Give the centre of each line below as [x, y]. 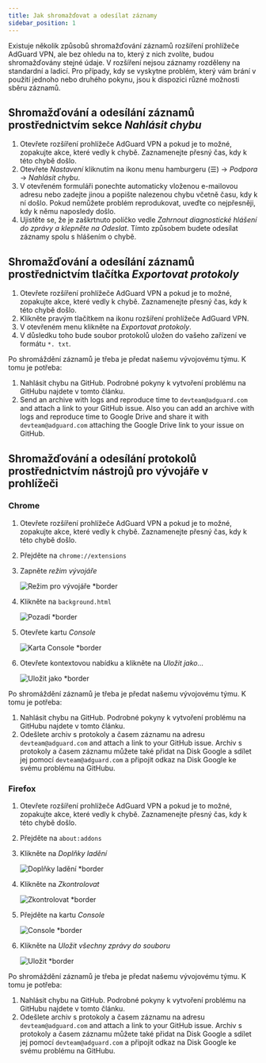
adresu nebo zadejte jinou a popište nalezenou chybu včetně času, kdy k [139, 194]
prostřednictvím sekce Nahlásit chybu [105, 125]
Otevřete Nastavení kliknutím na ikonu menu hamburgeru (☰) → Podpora [139, 169]
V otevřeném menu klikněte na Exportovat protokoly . [105, 327]
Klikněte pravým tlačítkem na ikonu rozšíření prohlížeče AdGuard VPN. [134, 319]
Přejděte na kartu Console [62, 915]
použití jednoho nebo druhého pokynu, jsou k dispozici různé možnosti [124, 79]
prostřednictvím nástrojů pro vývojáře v [108, 471]
